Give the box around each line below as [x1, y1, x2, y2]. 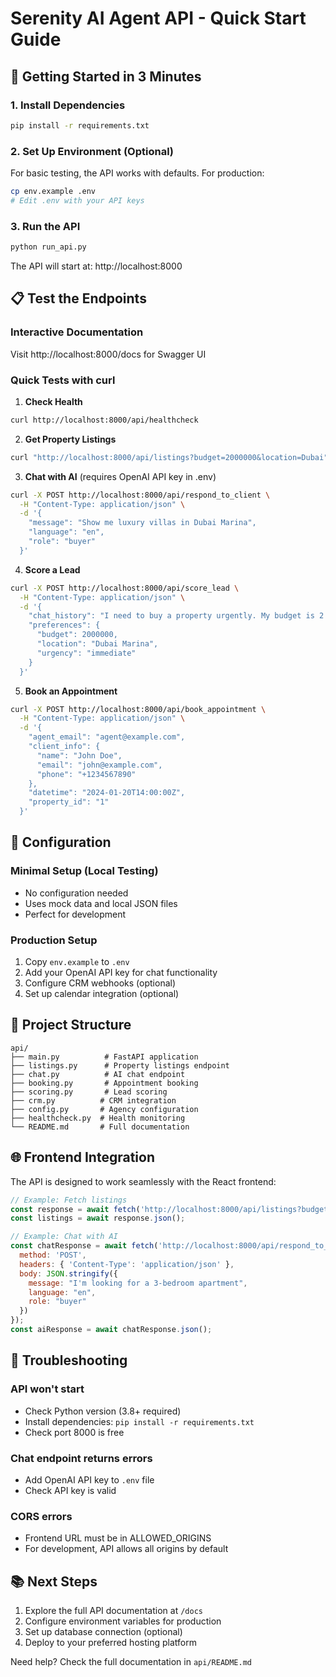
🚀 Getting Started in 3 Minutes [10, 68, 202, 85]
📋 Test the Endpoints [10, 290, 147, 307]
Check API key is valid [24, 1484, 117, 1496]
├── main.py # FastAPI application [10, 1052, 199, 1062]
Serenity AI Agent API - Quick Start [10, 7, 307, 30]
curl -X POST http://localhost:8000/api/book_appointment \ [10, 704, 267, 714]
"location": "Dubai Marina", [36, 639, 159, 649]
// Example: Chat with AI [10, 1232, 118, 1242]
